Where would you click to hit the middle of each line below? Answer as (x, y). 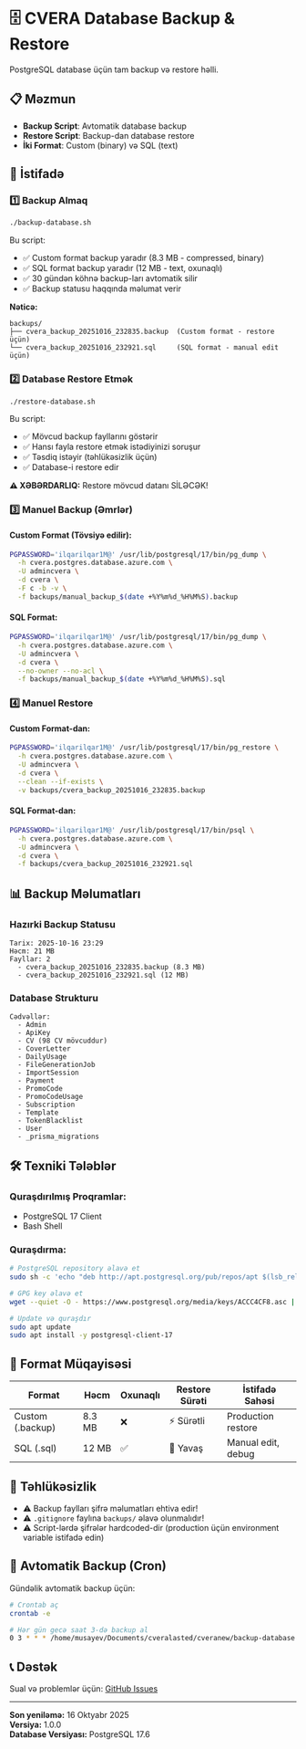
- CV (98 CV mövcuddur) (62, 1041)
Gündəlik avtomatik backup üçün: (72, 1588)
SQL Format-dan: (43, 811)
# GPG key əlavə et (46, 1293)
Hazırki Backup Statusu (62, 924)
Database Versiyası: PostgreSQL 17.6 (80, 1734)
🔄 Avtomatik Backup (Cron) (88, 1566)
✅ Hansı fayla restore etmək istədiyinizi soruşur (112, 447)
